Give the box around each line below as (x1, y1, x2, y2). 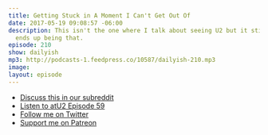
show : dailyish (8, 48, 59, 56)
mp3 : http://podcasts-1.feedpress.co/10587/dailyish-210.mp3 (8, 56, 216, 64)
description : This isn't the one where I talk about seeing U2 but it (8, 26, 248, 34)
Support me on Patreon (19, 118, 97, 127)
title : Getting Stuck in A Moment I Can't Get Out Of (8, 11, 191, 20)
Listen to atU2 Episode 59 (19, 101, 105, 110)
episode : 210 (8, 41, 52, 49)
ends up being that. (15, 33, 84, 42)
